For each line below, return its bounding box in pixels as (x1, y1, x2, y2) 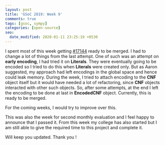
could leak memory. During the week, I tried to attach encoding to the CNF (5, 74, 156, 80)
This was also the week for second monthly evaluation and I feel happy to (5, 114, 154, 120)
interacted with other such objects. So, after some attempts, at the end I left (5, 85, 159, 90)
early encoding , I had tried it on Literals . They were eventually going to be (5, 58, 157, 64)
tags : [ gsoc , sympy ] (5, 21, 48, 26)
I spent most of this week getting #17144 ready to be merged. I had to (5, 48, 146, 54)
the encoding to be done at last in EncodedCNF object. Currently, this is (5, 89, 151, 96)
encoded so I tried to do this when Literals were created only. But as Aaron (5, 63, 158, 69)
